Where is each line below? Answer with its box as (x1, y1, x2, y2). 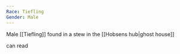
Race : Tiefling (6, 8, 44, 15)
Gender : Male (6, 14, 39, 20)
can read (6, 42, 28, 49)
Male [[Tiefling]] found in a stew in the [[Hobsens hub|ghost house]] (6, 30, 175, 37)
